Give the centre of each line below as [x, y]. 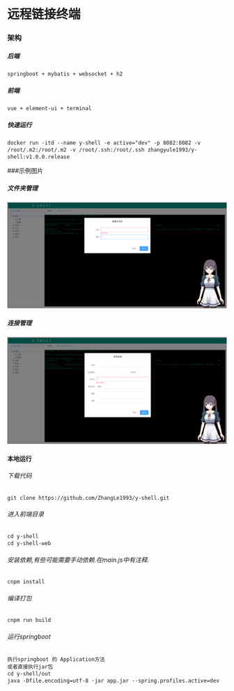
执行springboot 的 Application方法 [56, 659]
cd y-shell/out [29, 674]
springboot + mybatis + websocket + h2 [65, 74]
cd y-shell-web [29, 543]
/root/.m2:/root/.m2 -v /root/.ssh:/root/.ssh [76, 150]
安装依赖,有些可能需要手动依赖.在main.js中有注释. [78, 560]
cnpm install [26, 582]
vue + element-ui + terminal [49, 109]
